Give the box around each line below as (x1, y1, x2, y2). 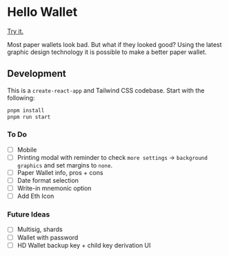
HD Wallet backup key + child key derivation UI (17, 241, 151, 249)
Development (7, 68, 67, 80)
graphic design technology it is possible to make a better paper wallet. (7, 48, 207, 56)
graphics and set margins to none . (17, 161, 112, 170)
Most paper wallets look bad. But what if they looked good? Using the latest (7, 40, 222, 48)
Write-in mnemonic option (17, 184, 92, 192)
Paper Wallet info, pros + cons (17, 168, 103, 176)
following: (7, 93, 35, 102)
